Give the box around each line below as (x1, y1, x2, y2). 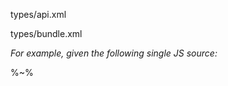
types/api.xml (10, 9, 67, 20)
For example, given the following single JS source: (10, 47, 218, 59)
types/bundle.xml (10, 28, 83, 39)
